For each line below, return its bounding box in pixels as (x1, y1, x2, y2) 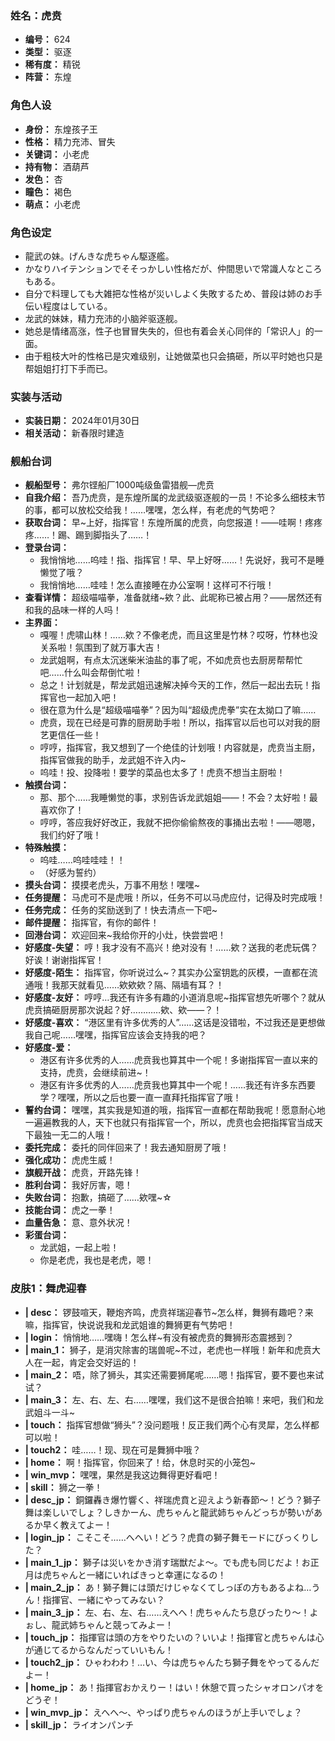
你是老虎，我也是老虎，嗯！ (39, 1254, 155, 1266)
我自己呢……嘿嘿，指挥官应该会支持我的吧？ (24, 1029, 207, 1041)
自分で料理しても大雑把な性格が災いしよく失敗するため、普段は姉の (24, 287, 305, 299)
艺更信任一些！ (39, 729, 102, 741)
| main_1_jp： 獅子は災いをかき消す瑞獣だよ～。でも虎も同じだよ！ (24, 1556, 302, 1568)
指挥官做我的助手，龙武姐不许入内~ (39, 754, 187, 766)
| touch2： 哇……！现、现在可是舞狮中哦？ (24, 1443, 202, 1456)
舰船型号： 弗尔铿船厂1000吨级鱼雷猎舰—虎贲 (24, 479, 215, 491)
